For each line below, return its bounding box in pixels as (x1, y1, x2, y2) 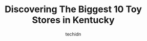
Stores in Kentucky (32, 14, 115, 26)
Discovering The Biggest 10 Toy (4, 4, 142, 15)
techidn (65, 31, 81, 37)
